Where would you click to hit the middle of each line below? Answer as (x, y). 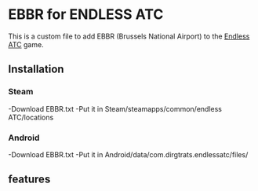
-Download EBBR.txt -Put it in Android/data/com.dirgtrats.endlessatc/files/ (128, 154)
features (29, 180)
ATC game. (26, 44)
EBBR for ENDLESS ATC (86, 15)
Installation (36, 70)
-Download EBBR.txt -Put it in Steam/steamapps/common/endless (115, 108)
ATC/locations (31, 117)
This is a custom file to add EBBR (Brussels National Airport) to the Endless (129, 36)
